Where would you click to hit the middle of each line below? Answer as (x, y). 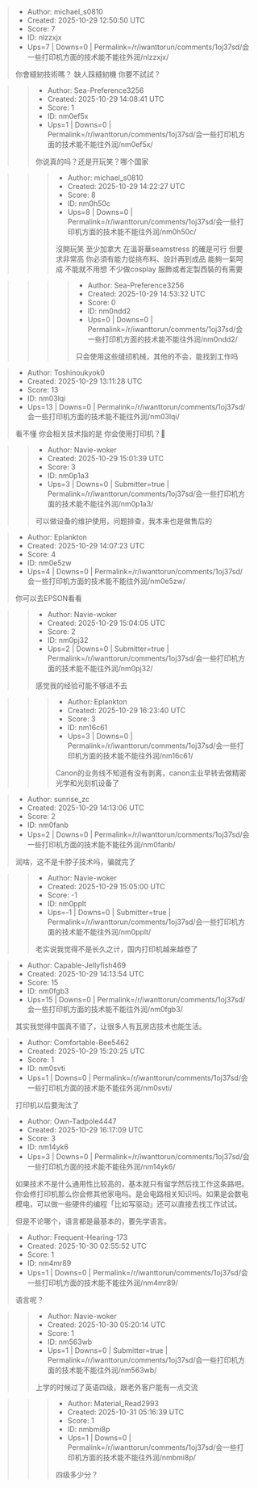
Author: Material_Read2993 (113, 1403)
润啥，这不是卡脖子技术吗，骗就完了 (75, 862)
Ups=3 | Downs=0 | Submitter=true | (108, 484)
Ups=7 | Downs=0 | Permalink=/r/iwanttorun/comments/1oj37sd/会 (138, 47)
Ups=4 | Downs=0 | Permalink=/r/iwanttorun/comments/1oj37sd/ (135, 571)
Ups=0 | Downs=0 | (121, 319)
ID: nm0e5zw (49, 563)
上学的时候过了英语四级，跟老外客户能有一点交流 (117, 1387)
